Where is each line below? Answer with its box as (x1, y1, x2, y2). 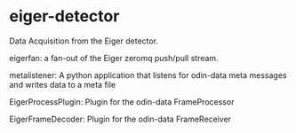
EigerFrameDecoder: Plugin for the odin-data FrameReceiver (9, 113, 232, 124)
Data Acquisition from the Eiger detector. (9, 35, 158, 46)
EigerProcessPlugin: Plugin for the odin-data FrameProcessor (9, 96, 235, 107)
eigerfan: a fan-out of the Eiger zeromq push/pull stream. (9, 52, 220, 63)
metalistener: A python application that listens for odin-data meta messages (9, 69, 287, 81)
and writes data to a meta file (9, 79, 116, 90)
